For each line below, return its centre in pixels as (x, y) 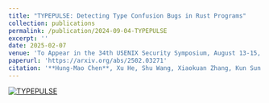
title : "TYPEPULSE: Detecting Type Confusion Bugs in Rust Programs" (128, 16)
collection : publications (52, 23)
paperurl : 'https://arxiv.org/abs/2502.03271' (88, 61)
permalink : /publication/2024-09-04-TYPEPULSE (88, 31)
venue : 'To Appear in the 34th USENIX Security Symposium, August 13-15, (135, 53)
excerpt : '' (28, 38)
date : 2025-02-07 (37, 46)
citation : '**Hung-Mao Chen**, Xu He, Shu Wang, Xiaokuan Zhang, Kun (128, 68)
